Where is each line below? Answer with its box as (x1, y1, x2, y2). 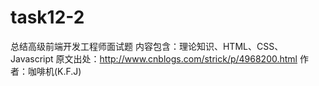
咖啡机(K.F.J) (27, 65, 82, 77)
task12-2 (10, 6, 85, 29)
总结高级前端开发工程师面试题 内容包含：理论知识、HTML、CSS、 (10, 40, 284, 52)
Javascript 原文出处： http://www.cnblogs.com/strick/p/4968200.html (10, 52, 298, 65)
